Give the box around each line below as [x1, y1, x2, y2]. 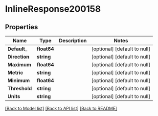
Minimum [7, 77, 30, 84]
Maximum [7, 61, 31, 68]
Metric [7, 69, 23, 76]
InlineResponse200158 [5, 3, 101, 15]
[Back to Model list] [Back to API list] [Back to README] [5, 106, 117, 111]
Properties [5, 23, 38, 31]
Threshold [7, 85, 32, 92]
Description [58, 38, 87, 44]
